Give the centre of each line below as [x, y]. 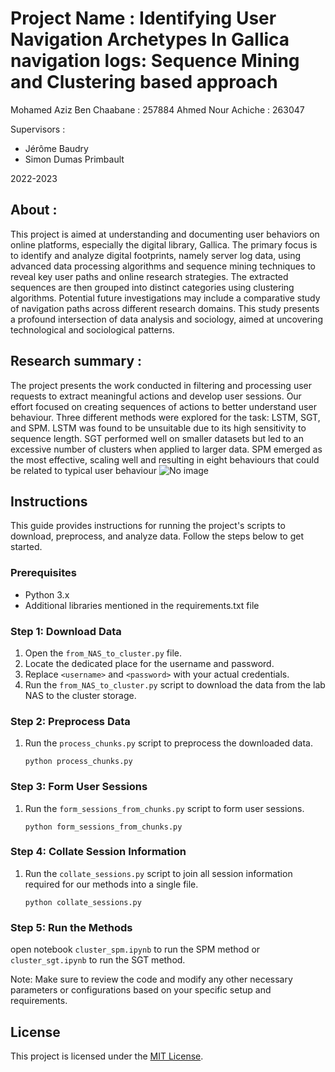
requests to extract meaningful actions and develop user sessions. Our [156, 396]
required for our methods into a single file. [111, 884]
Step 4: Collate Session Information [98, 852]
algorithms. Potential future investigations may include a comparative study [165, 298]
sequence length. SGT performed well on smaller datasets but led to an [157, 438]
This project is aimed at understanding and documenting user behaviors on [165, 234]
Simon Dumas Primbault [74, 159]
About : [34, 210]
